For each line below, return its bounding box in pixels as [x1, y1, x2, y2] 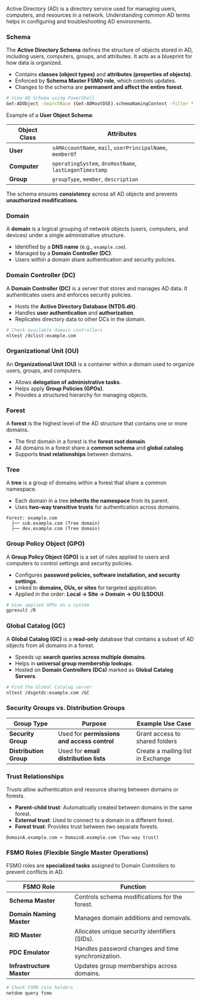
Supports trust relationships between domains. [14, 450, 133, 458]
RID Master [9, 931, 42, 940]
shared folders [136, 737, 178, 745]
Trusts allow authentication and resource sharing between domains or [6, 785, 179, 793]
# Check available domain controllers [6, 327, 103, 333]
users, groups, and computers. [6, 367, 83, 374]
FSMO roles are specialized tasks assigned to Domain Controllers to [6, 862, 175, 869]
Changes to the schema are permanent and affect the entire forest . [14, 83, 184, 91]
